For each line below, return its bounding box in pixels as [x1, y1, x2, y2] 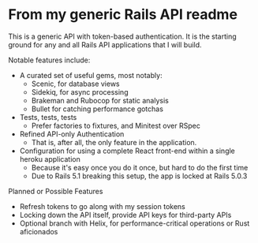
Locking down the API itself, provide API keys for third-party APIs [19, 210, 232, 219]
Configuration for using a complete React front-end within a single [19, 146, 235, 155]
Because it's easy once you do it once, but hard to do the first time [31, 163, 249, 172]
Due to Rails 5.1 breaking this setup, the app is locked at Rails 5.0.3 [31, 171, 248, 181]
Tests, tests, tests [19, 112, 77, 121]
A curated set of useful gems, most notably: [19, 70, 163, 80]
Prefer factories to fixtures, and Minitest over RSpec [31, 121, 201, 130]
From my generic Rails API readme [8, 6, 238, 24]
